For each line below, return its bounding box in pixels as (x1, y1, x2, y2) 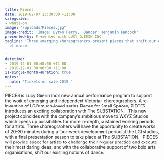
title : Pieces (5, 7, 34, 12)
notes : (5, 75, 19, 80)
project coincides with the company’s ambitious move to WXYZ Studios (5, 113, 149, 119)
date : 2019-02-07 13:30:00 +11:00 (5, 12, 76, 17)
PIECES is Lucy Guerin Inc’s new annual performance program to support (5, 92, 152, 98)
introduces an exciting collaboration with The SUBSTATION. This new (5, 108, 147, 114)
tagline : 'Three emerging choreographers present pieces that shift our (5, 39, 156, 44)
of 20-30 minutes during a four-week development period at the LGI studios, (5, 128, 159, 134)
